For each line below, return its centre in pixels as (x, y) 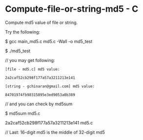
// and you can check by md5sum (39, 104)
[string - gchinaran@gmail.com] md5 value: (50, 86)
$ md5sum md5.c (23, 113)
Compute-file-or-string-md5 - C (72, 9)
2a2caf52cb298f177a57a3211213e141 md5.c (49, 122)
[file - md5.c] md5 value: (32, 69)
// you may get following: (30, 60)
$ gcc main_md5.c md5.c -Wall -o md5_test (49, 41)
